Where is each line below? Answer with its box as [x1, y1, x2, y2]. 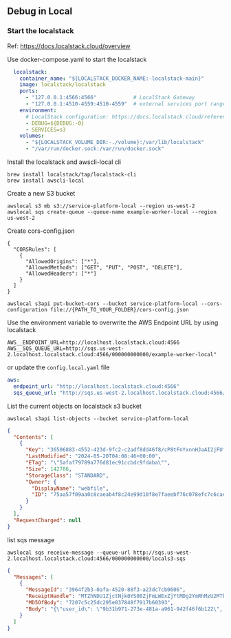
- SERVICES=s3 [25, 126, 67, 133]
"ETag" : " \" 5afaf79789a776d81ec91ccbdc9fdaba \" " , [25, 460, 170, 466]
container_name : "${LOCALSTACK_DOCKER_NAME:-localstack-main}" [19, 75, 205, 82]
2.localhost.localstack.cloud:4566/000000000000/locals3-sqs [7, 555, 186, 562]
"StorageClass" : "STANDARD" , [25, 472, 109, 479]
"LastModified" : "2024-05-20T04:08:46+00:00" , [25, 453, 162, 460]
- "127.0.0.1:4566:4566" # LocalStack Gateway [25, 94, 195, 101]
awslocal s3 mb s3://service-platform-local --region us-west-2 [7, 203, 195, 209]
